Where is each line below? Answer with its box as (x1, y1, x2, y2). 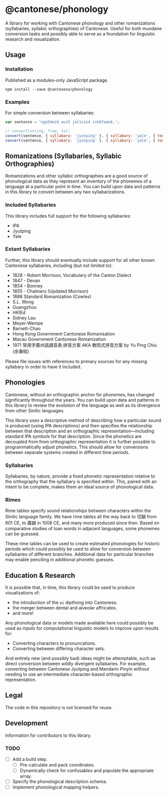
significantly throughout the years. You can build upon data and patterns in (5, 397, 159, 403)
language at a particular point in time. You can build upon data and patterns (5, 184, 161, 190)
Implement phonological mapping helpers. (12, 784, 99, 790)
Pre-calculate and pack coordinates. (19, 762, 95, 768)
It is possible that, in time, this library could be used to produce (5, 584, 135, 590)
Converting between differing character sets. (12, 646, 105, 652)
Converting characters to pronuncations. (12, 641, 96, 647)
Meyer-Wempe (12, 320, 43, 326)
